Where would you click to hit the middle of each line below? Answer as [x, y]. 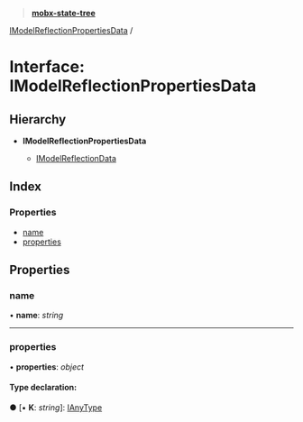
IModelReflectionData [76, 158]
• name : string [37, 316]
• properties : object [46, 367]
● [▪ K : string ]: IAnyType [56, 407]
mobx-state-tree [64, 13]
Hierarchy [38, 119]
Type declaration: [43, 388]
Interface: [47, 67]
